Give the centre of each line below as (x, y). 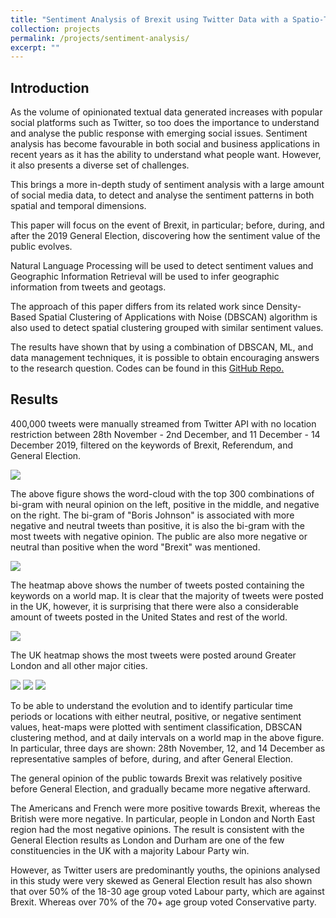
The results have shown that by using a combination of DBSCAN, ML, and (162, 347)
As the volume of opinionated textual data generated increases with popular (166, 112)
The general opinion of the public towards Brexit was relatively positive (156, 778)
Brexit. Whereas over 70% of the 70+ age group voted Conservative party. (163, 902)
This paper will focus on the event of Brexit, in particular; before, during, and (167, 225)
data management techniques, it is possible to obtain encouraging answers (165, 358)
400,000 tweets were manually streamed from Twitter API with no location (163, 423)
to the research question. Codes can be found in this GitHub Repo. (147, 368)
